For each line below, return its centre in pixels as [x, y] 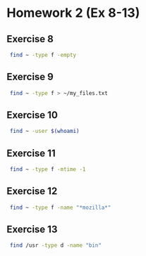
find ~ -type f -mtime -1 [48, 169]
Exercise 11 [31, 153]
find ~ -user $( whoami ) [44, 132]
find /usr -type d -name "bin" [55, 245]
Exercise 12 [32, 191]
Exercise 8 [30, 39]
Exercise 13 [32, 230]
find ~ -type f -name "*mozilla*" [60, 207]
